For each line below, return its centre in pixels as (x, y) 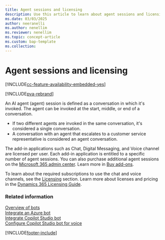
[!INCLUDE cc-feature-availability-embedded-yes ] (55, 84)
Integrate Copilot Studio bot (33, 218)
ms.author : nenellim (26, 28)
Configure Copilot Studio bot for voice (43, 223)
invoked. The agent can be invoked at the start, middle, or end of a (72, 108)
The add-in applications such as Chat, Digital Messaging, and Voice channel (82, 149)
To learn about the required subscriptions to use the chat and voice (73, 174)
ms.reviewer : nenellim (28, 32)
